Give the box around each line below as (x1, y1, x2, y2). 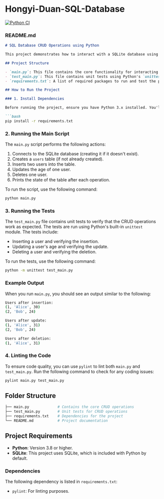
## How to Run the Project (5, 87, 60, 93)
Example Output (5, 279, 44, 286)
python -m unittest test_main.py (5, 268, 73, 273)
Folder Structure (5, 392, 56, 400)
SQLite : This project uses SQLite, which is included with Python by (12, 450, 146, 456)
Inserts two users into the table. (12, 161, 76, 167)
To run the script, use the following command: (5, 186, 98, 192)
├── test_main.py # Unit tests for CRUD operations (5, 409, 128, 414)
